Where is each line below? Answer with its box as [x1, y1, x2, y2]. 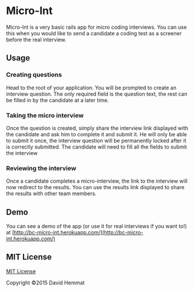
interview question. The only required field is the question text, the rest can [6, 90, 188, 98]
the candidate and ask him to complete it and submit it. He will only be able [6, 130, 188, 137]
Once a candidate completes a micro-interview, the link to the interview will [6, 177, 188, 184]
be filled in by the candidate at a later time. [6, 96, 110, 103]
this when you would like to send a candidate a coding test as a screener [6, 29, 182, 36]
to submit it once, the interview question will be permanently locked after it [6, 137, 186, 144]
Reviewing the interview [6, 164, 77, 172]
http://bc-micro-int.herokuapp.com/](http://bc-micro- [13, 229, 144, 236]
